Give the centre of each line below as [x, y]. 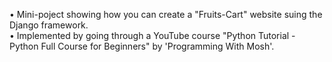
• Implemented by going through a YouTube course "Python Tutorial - [152, 35]
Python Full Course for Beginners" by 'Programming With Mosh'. [142, 46]
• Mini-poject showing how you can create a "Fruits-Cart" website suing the [166, 14]
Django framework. [49, 25]
